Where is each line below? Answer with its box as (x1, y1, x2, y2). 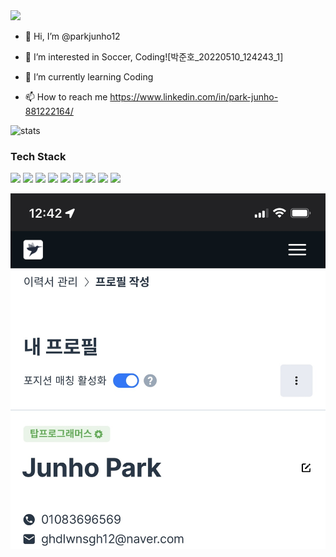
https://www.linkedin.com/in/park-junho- (109, 91, 279, 103)
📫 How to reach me (24, 91, 108, 103)
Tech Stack (10, 149, 67, 163)
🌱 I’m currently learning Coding (24, 71, 154, 83)
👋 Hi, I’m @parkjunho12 (24, 30, 121, 42)
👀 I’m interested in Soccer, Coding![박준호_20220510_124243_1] (24, 51, 284, 63)
